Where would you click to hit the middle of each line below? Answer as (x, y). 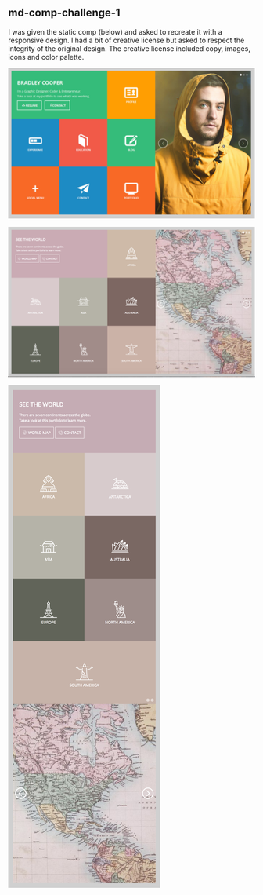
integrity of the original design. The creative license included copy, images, (129, 48)
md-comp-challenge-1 (64, 13)
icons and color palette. (46, 57)
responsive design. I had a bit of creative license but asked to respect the (126, 40)
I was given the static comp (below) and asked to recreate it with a (115, 31)
